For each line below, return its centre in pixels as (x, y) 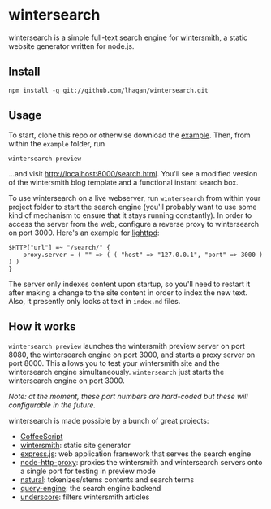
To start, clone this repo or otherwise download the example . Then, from (129, 135)
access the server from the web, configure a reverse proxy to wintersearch (134, 224)
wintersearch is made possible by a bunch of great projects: (109, 421)
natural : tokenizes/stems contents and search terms (107, 480)
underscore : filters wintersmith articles (85, 497)
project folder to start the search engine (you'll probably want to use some (133, 207)
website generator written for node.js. (71, 46)
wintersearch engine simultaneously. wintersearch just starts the (116, 372)
